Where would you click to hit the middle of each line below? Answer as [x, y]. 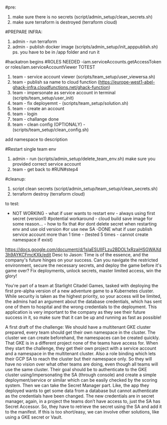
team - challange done [36, 119]
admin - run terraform [35, 41]
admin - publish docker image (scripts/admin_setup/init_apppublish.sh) [85, 47]
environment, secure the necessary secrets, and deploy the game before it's [83, 265]
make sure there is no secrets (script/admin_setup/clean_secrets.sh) [83, 17]
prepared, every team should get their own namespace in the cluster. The [80, 332]
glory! [11, 276]
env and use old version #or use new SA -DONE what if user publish [82, 229]
